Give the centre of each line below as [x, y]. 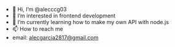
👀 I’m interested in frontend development [64, 16]
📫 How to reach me [37, 29]
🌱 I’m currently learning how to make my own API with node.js [90, 22]
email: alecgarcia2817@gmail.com [55, 37]
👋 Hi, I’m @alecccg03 [39, 9]
